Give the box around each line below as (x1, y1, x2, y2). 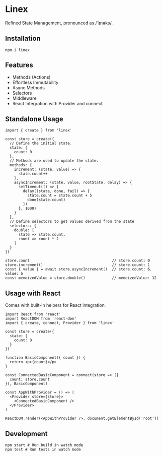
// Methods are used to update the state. (9, 158, 99, 163)
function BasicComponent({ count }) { (5, 355, 85, 360)
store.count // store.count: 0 (5, 258, 150, 263)
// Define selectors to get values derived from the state (9, 219, 135, 224)
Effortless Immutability (12, 79, 59, 85)
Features (5, 61, 33, 69)
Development (5, 429, 48, 438)
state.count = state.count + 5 (27, 193, 92, 198)
